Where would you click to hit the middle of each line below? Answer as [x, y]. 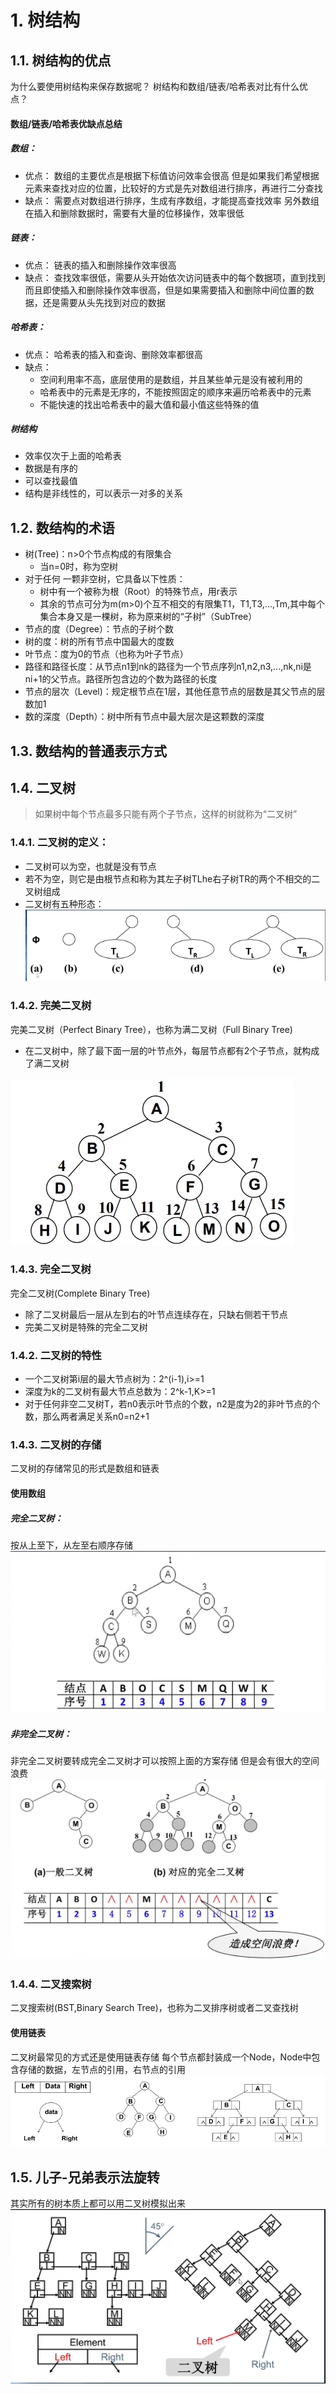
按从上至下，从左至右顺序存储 [71, 1545]
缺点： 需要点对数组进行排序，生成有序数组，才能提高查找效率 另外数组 [172, 200]
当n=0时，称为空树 [78, 567]
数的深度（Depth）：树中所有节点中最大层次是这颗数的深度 [144, 717]
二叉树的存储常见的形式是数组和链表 [85, 1468]
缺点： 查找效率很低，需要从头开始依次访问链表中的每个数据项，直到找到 [175, 277]
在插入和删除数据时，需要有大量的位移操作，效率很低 [134, 213]
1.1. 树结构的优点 [61, 60]
